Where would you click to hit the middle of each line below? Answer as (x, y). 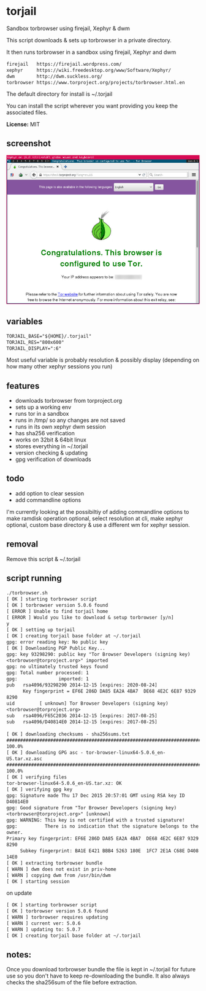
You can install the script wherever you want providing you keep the (92, 106)
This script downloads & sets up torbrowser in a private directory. (89, 40)
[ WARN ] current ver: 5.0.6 (44, 923)
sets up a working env (43, 407)
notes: (19, 954)
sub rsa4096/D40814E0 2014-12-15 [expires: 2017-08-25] (82, 722)
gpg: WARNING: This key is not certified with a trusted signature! (96, 820)
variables (25, 321)
